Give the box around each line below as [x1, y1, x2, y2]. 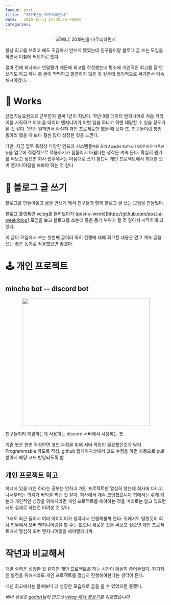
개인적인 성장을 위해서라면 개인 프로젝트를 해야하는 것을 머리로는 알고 [14, 498, 153, 504]
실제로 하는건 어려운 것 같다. [14, 504, 71, 510]
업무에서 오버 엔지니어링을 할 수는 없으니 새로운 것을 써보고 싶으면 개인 [10, 522, 151, 528]
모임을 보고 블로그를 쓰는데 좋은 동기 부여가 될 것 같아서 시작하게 [30, 217, 158, 223]
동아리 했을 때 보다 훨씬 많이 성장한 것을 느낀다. [5, 132, 100, 138]
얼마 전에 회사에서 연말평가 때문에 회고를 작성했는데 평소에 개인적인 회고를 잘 [5, 64, 158, 71]
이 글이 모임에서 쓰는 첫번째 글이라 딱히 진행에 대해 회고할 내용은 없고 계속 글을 [5, 235, 162, 241]
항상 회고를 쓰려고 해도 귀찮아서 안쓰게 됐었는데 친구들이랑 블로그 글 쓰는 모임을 [5, 47, 163, 54]
